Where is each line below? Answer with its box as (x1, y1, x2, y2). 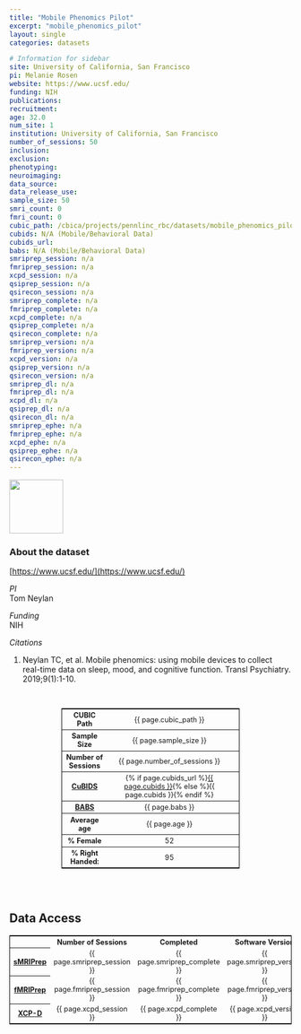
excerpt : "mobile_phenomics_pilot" (9, 22, 142, 30)
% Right (71, 848, 99, 858)
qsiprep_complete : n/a (9, 321, 94, 330)
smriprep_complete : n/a (9, 296, 99, 305)
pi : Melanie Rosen (9, 71, 78, 81)
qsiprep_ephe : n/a (9, 446, 78, 456)
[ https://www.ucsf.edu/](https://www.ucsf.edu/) (9, 566, 185, 577)
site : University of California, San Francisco (9, 63, 191, 72)
